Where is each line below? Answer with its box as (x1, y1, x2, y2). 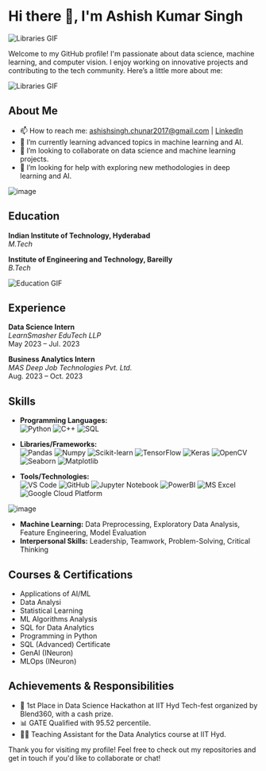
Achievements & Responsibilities (8, 680, 175, 693)
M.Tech (8, 238, 33, 249)
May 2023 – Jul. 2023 (8, 339, 80, 349)
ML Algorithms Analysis (19, 614, 98, 623)
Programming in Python (19, 631, 98, 641)
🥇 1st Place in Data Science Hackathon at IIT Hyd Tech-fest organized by (19, 700, 258, 710)
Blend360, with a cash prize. (19, 709, 114, 719)
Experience (8, 301, 66, 315)
